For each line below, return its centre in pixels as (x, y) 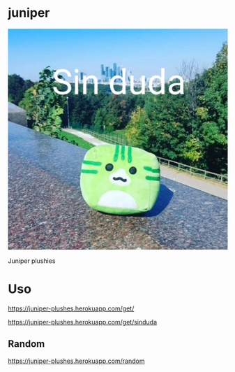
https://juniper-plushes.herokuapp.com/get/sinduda (83, 322)
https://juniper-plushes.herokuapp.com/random (76, 361)
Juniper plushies (32, 261)
